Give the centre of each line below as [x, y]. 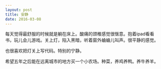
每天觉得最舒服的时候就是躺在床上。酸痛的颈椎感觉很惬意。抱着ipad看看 [80, 34]
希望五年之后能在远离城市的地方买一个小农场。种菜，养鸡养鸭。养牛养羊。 [82, 61]
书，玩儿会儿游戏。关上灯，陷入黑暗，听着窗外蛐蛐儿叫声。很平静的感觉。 [82, 40]
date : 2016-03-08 [23, 19]
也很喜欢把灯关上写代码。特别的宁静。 [44, 51]
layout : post [19, 10]
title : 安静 [17, 14]
